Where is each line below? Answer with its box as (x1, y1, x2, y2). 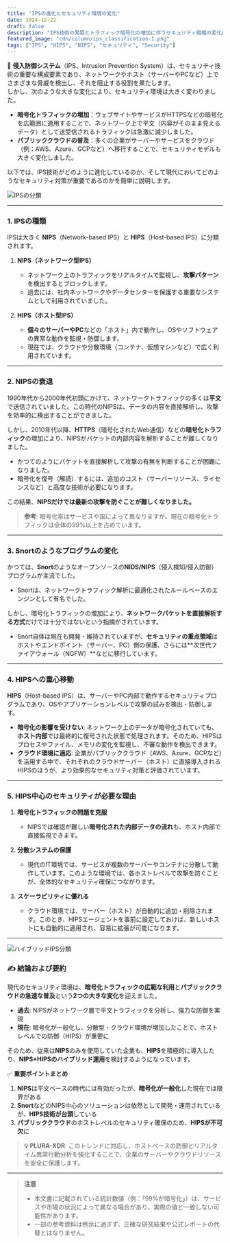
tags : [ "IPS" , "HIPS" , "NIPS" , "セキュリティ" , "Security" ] (7, 42, 176, 49)
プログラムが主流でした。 (7, 571, 79, 580)
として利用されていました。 (33, 296, 112, 305)
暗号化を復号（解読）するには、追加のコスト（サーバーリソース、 (16, 474, 203, 482)
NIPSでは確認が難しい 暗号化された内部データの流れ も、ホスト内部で (27, 822, 221, 831)
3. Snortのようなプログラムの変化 (7, 546, 118, 556)
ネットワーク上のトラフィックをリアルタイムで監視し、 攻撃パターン (27, 271, 219, 279)
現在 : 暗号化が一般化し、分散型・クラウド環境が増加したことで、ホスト (16, 1023, 218, 1031)
